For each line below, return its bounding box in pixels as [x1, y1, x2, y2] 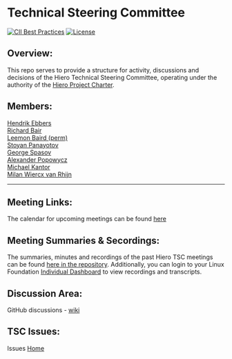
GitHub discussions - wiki [7, 306, 80, 314]
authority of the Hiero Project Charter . [7, 81, 115, 89]
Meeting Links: [7, 196, 72, 208]
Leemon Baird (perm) [7, 133, 68, 142]
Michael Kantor [7, 163, 50, 171]
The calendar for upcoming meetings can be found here [7, 215, 167, 223]
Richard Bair [7, 126, 42, 134]
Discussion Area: [7, 287, 83, 299]
